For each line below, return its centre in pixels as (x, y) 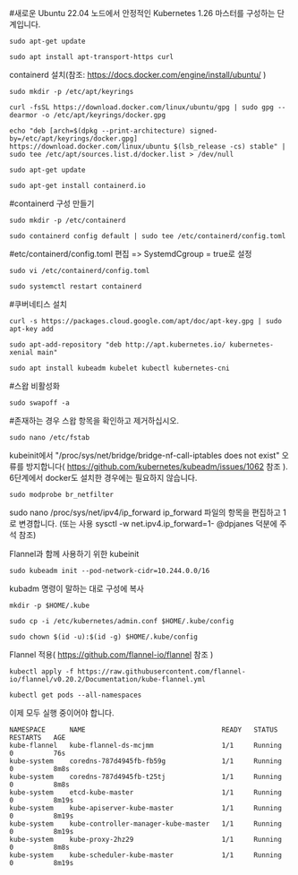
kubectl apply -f (42, 672)
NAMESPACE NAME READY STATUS (144, 730)
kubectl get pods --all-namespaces (76, 695)
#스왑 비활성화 (35, 386)
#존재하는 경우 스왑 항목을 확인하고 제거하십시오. (94, 420)
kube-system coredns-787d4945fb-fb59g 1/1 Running (145, 761)
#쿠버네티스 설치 (38, 304)
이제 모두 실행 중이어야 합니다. (62, 713)
